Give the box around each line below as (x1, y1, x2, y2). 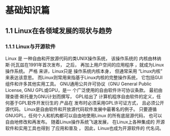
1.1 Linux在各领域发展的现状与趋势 (5, 26, 113, 35)
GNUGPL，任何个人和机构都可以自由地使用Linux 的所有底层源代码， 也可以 (5, 112, 162, 118)
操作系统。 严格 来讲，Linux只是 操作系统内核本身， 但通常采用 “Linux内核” (5, 68, 163, 74)
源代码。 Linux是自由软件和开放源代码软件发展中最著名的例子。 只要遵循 (5, 106, 157, 112)
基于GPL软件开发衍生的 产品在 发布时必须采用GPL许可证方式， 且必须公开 (9, 99, 164, 106)
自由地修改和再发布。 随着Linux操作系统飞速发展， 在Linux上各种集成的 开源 (5, 119, 165, 125)
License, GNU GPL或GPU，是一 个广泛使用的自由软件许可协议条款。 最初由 (5, 87, 163, 93)
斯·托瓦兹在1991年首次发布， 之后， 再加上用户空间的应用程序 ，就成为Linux (5, 61, 164, 67)
